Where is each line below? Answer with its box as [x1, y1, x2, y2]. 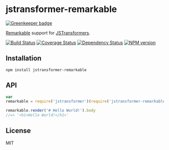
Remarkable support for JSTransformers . [6, 30, 91, 36]
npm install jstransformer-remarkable [6, 67, 87, 72]
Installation [6, 54, 42, 63]
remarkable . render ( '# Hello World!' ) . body [6, 108, 96, 113]
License [6, 126, 31, 135]
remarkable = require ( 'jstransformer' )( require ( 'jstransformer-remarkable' [6, 99, 167, 104]
